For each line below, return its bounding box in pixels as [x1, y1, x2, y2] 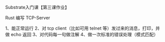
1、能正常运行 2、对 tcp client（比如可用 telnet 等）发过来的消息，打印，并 [5, 25, 160, 31]
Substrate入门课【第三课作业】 [5, 4, 69, 10]
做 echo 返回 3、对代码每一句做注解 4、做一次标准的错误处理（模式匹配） [5, 32, 158, 37]
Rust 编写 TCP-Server [5, 15, 50, 21]
